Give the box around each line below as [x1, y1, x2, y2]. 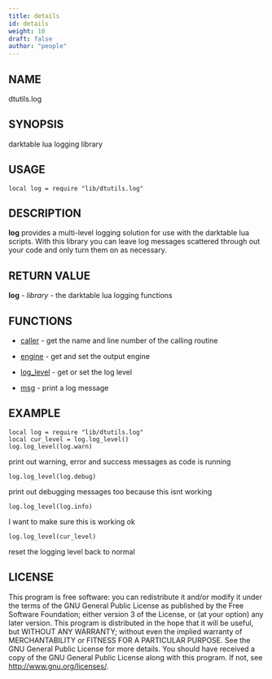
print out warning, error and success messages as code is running [8, 457, 231, 467]
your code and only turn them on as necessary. [8, 245, 167, 255]
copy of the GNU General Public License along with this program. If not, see [8, 652, 263, 662]
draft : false [8, 34, 53, 43]
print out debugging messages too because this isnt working [8, 486, 213, 497]
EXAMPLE [8, 406, 61, 420]
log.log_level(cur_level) [8, 532, 96, 541]
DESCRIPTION [8, 206, 81, 220]
